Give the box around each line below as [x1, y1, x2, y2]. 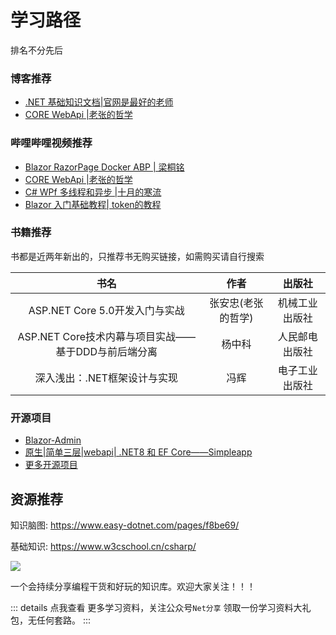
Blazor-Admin [24, 434, 82, 446]
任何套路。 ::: [36, 614, 92, 626]
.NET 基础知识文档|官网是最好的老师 [24, 96, 174, 108]
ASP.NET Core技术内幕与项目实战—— [17, 329, 196, 343]
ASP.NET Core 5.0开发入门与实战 [28, 303, 185, 317]
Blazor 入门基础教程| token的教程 [24, 198, 162, 210]
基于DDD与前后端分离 [55, 344, 158, 358]
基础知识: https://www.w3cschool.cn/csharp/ [10, 540, 197, 552]
